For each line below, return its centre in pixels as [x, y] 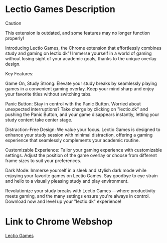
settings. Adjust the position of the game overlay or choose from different [81, 155]
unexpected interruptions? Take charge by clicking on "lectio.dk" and [77, 109]
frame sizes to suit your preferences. [43, 160]
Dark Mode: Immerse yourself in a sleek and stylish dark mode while [76, 170]
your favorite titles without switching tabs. [48, 94]
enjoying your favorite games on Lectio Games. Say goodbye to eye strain [81, 175]
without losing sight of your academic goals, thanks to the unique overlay [81, 58]
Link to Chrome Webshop [59, 222]
